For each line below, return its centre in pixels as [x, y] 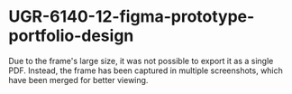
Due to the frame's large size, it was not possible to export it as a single [141, 61]
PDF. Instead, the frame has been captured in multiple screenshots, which [146, 70]
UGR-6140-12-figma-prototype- [132, 17]
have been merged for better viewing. [78, 80]
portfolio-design [71, 36]
